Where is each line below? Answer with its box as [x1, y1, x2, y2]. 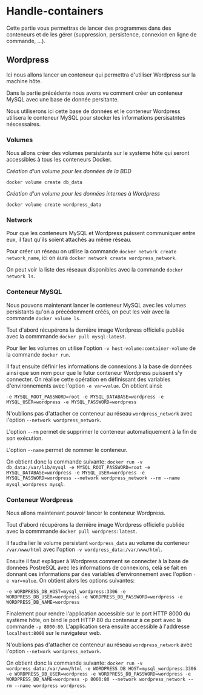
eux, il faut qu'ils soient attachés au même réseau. [6, 236, 132, 244]
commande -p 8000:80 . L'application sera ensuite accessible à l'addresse [6, 623, 190, 630]
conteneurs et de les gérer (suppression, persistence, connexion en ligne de [6, 30, 197, 38]
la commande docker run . [6, 351, 71, 358]
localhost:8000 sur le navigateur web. [6, 629, 102, 636]
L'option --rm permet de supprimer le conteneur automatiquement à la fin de [6, 428, 197, 435]
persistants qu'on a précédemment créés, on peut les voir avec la [6, 308, 170, 315]
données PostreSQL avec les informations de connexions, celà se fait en [6, 564, 187, 571]
